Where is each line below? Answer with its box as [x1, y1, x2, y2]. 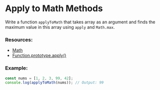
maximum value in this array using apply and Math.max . [5, 24, 115, 30]
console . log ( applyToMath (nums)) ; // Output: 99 [5, 80, 104, 85]
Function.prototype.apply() [12, 53, 67, 58]
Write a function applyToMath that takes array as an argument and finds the [5, 19, 156, 25]
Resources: [5, 36, 33, 43]
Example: [5, 65, 28, 72]
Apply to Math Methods [5, 3, 103, 14]
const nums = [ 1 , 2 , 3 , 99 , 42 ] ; [5, 76, 73, 81]
